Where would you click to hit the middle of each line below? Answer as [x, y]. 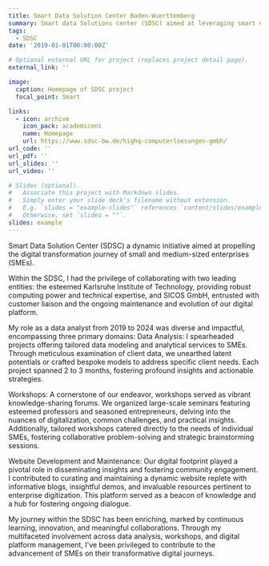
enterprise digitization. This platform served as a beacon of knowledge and [132, 495]
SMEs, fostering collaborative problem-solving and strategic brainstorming [131, 437]
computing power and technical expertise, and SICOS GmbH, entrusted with [134, 295]
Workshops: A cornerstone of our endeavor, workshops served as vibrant [130, 394]
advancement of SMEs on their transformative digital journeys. [111, 553]
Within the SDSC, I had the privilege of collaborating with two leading [122, 278]
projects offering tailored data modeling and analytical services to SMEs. [128, 345]
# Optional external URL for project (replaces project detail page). [128, 60]
